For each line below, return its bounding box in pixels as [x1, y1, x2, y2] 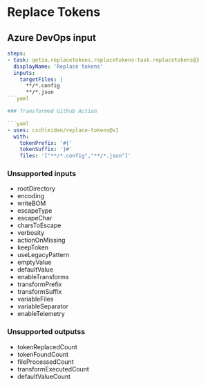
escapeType [17, 207, 53, 215]
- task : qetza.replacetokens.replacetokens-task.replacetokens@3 [7, 56, 199, 63]
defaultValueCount [17, 372, 71, 380]
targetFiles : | [19, 76, 64, 83]
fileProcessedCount [17, 358, 74, 366]
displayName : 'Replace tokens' [13, 63, 104, 70]
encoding [17, 192, 45, 200]
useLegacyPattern [17, 251, 70, 259]
